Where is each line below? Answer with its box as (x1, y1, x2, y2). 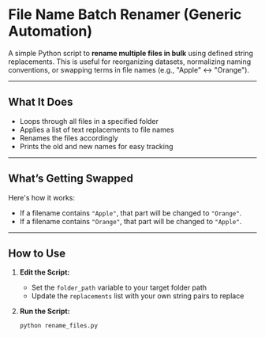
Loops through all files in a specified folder (19, 116, 159, 125)
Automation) (8, 22, 93, 40)
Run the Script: (19, 306, 70, 316)
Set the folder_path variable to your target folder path (31, 283, 207, 293)
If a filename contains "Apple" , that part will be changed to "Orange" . (19, 208, 242, 218)
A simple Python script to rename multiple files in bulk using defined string (8, 48, 254, 58)
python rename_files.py (19, 322, 99, 330)
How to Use (8, 246, 66, 260)
